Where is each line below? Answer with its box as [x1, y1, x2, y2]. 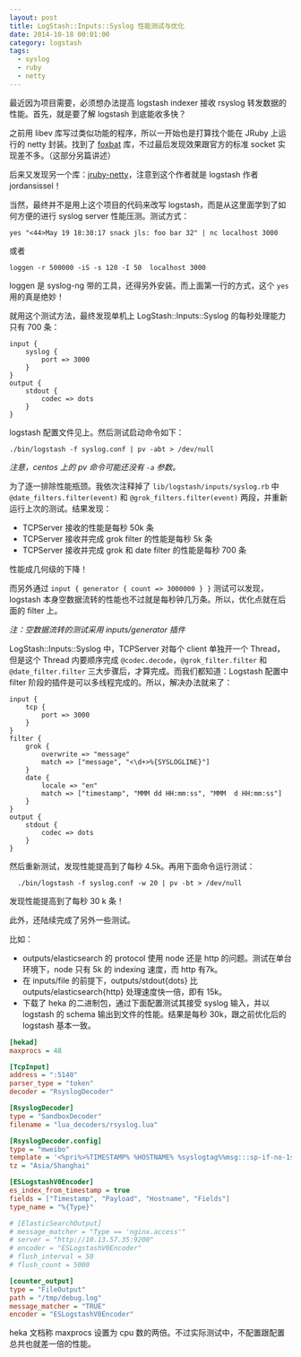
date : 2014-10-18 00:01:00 [9, 30, 110, 39]
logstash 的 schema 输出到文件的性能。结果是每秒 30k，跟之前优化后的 [21, 1008, 287, 1019]
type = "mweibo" [9, 1144, 70, 1153]
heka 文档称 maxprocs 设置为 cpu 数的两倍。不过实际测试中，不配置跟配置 [9, 1327, 285, 1338]
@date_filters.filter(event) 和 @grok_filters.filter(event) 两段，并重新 [9, 491, 288, 502]
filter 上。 [26, 605, 63, 615]
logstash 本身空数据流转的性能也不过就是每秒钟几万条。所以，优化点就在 [9, 594, 279, 605]
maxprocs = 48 [9, 1046, 63, 1055]
